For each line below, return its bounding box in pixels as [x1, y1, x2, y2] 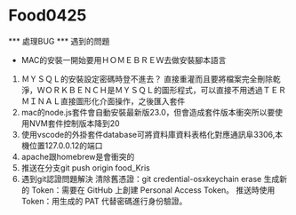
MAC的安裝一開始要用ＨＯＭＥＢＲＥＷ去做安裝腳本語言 [20, 54, 227, 65]
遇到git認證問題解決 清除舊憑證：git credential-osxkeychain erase [20, 173, 262, 184]
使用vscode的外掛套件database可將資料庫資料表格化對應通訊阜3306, [20, 129, 276, 139]
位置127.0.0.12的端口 [28, 139, 103, 151]
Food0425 [8, 5, 87, 26]
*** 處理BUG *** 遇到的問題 [8, 36, 110, 46]
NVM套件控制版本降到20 [28, 117, 121, 129]
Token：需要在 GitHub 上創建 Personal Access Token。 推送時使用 [31, 184, 276, 195]
